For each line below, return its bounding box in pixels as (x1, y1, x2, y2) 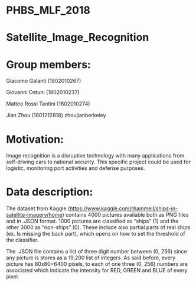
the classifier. (6, 236, 39, 243)
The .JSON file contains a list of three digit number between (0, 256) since (6, 248, 187, 255)
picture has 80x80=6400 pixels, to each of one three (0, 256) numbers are (6, 261, 188, 268)
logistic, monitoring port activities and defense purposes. (6, 165, 145, 172)
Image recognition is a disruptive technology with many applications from (6, 152, 185, 159)
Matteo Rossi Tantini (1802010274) (6, 100, 90, 107)
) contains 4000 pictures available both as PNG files (61, 211, 189, 218)
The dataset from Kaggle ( (6, 205, 70, 212)
